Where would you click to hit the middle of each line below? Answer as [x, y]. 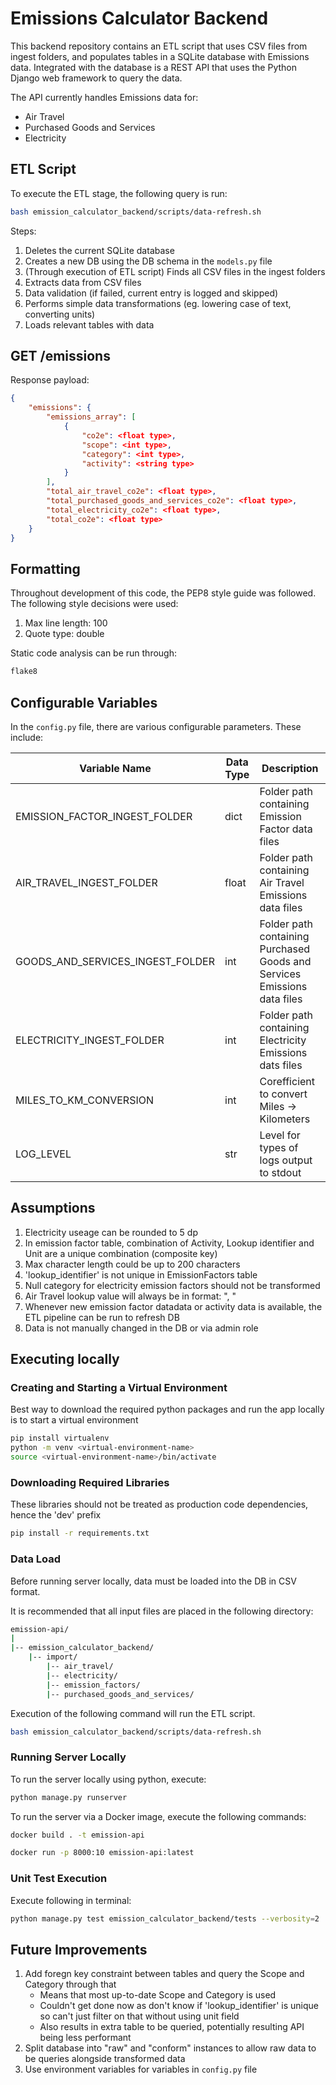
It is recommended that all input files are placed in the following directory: [162, 1611]
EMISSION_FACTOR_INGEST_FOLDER [104, 816]
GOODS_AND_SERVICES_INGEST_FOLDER [115, 961]
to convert [283, 1094]
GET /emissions [60, 356]
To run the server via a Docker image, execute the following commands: [158, 1816]
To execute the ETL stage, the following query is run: [119, 193]
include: [27, 737]
